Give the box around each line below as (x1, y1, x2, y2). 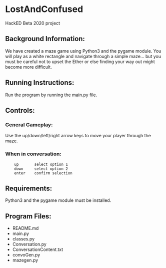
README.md (12, 225, 39, 231)
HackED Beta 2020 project (5, 20, 60, 26)
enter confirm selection (14, 170, 72, 176)
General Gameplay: (5, 121, 53, 128)
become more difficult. (5, 64, 52, 70)
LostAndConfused (5, 4, 83, 15)
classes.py (12, 236, 35, 242)
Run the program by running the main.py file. (5, 92, 97, 98)
